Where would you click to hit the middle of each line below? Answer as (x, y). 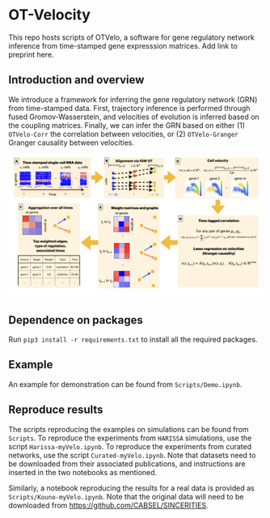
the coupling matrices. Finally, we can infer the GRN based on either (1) (127, 125)
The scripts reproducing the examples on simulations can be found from (129, 429)
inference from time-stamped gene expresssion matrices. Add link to (123, 45)
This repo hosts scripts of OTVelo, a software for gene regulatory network (131, 37)
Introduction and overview (76, 80)
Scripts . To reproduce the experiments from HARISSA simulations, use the (130, 438)
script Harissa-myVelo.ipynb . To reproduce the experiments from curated (130, 446)
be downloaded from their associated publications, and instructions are (127, 464)
